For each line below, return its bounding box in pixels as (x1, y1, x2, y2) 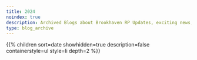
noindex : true (6, 14, 41, 20)
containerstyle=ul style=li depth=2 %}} (6, 48, 101, 55)
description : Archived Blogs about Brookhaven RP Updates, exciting (6, 19, 178, 25)
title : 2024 (6, 8, 35, 15)
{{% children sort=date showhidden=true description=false (6, 41, 150, 48)
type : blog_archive (6, 25, 54, 31)
